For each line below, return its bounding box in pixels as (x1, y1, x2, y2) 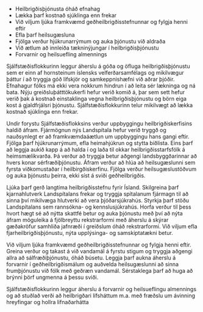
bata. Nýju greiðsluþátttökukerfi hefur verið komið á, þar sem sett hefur (6, 89, 185, 95)
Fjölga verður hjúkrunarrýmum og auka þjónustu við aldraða (15, 38, 166, 45)
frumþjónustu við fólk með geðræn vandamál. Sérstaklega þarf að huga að (6, 267, 193, 274)
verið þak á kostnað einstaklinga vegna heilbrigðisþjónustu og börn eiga (6, 95, 187, 102)
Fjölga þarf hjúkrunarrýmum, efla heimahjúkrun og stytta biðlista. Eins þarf (6, 139, 193, 146)
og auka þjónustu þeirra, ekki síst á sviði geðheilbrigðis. (6, 172, 146, 179)
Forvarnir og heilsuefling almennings (15, 51, 107, 58)
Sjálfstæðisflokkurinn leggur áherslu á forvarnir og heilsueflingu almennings (6, 286, 197, 292)
